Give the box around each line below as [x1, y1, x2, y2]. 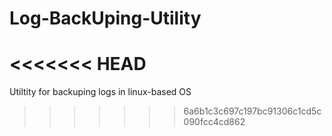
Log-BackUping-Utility [9, 7, 202, 30]
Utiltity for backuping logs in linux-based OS [9, 86, 192, 98]
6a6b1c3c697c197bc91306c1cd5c [183, 105, 322, 117]
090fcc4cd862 [183, 116, 246, 128]
